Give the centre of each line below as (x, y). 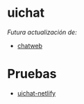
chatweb (30, 45)
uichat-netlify (36, 93)
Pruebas (32, 74)
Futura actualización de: (42, 32)
